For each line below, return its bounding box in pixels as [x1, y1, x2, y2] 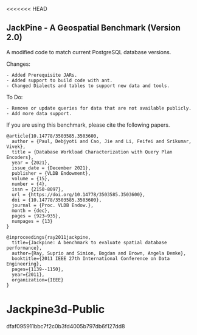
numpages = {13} [12, 218, 53, 224]
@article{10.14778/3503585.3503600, [6, 133, 99, 139]
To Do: [6, 93, 23, 100]
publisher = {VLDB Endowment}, [12, 170, 91, 176]
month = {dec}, [12, 207, 50, 214]
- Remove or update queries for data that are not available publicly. [6, 105, 192, 111]
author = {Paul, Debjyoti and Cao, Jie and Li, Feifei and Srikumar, [12, 138, 192, 144]
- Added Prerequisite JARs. [6, 72, 78, 78]
